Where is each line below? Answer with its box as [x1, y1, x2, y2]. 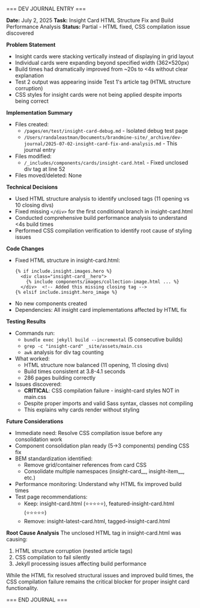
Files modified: [14, 153, 52, 160]
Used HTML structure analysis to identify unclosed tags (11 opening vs [14, 195, 190, 202]
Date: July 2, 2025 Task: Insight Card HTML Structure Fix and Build [6, 17, 174, 23]
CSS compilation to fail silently [14, 554, 91, 561]
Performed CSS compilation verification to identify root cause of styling [14, 227, 192, 234]
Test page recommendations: [14, 493, 88, 500]
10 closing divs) [14, 201, 54, 208]
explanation [14, 72, 44, 79]
